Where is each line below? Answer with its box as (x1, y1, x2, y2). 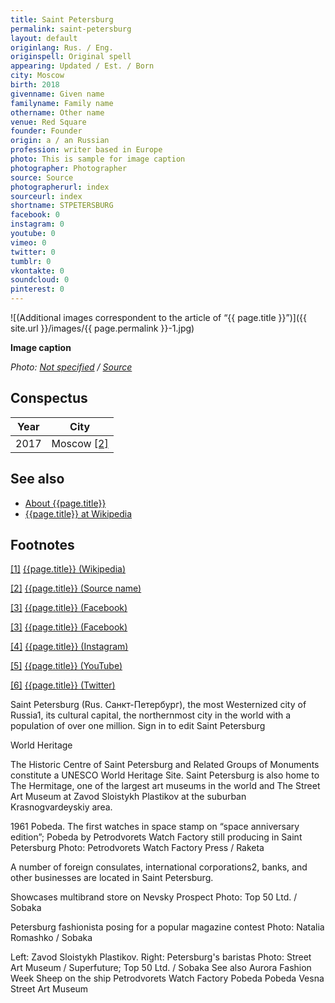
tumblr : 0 (10, 256, 52, 266)
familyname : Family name (10, 98, 114, 108)
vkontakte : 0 (10, 266, 65, 276)
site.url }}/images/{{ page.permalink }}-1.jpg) (10, 322, 195, 334)
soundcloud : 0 (10, 275, 70, 285)
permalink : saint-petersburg (10, 24, 132, 34)
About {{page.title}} (24, 497, 107, 509)
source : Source (10, 172, 74, 183)
